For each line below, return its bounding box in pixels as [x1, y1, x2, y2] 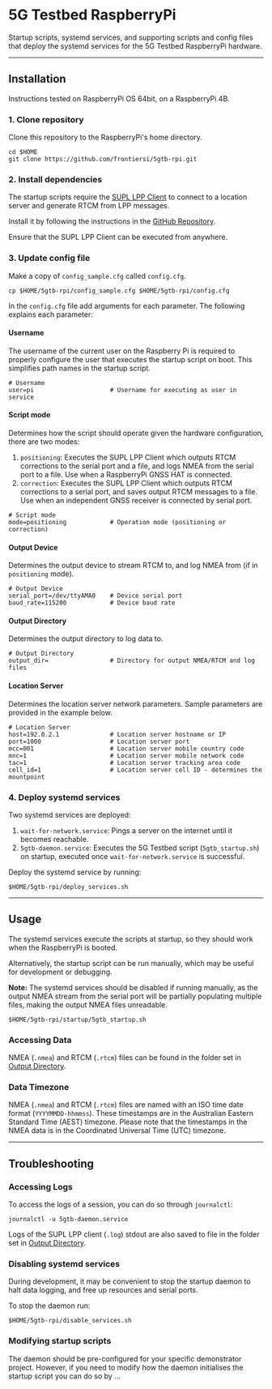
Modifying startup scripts [8, 1336, 112, 1347]
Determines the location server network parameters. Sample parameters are [8, 699, 263, 708]
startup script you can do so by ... [8, 1371, 121, 1381]
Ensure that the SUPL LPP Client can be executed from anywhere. [8, 233, 228, 242]
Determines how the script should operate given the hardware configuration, [8, 428, 264, 438]
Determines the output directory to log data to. [8, 634, 164, 643]
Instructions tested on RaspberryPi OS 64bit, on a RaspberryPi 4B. [8, 93, 231, 103]
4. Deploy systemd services [8, 792, 121, 803]
